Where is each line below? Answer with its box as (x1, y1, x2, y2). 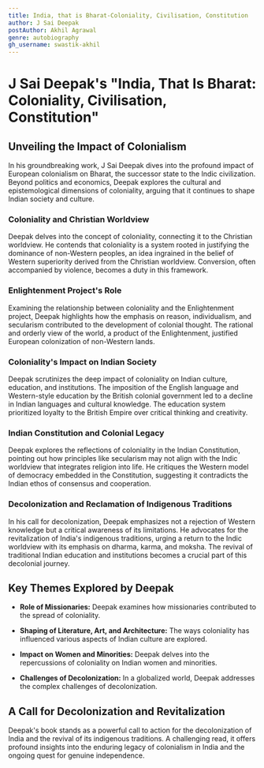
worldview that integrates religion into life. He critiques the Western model (8, 463, 249, 472)
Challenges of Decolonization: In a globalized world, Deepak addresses (19, 673, 255, 683)
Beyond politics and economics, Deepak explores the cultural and (8, 178, 221, 187)
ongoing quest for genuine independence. (8, 751, 145, 760)
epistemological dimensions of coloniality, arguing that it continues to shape (8, 186, 255, 196)
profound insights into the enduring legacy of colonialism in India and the (8, 743, 245, 752)
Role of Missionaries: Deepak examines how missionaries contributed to (19, 602, 257, 612)
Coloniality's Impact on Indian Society (8, 356, 158, 367)
